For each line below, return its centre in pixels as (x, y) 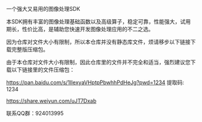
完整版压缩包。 (30, 49)
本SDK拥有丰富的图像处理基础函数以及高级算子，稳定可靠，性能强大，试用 (99, 22)
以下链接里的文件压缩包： (43, 70)
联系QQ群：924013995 (35, 113)
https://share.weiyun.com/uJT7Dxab (51, 101)
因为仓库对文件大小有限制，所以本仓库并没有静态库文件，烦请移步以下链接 (98, 42)
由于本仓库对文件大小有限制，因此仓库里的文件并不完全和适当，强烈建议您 (98, 62)
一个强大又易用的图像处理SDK (43, 9)
